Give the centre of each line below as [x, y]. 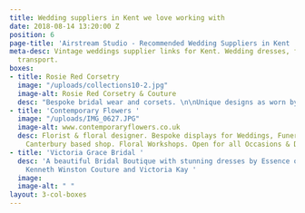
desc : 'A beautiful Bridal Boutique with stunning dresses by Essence [154, 161]
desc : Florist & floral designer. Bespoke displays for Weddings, [146, 136]
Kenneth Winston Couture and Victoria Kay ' [111, 169]
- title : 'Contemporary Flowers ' [75, 111]
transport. [38, 60]
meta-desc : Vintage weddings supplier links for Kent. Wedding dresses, [150, 52]
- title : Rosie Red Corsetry [64, 77]
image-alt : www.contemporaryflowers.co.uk [99, 128]
